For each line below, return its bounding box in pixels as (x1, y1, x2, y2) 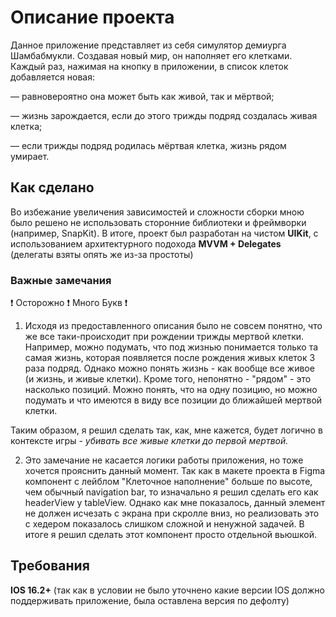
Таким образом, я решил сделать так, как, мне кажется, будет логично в (10, 424, 323, 436)
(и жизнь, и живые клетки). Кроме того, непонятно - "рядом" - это (24, 373, 312, 385)
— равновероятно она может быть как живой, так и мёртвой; (10, 90, 275, 102)
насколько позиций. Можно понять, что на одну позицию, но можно (24, 384, 318, 396)
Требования (10, 557, 90, 575)
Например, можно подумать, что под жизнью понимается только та (24, 341, 319, 353)
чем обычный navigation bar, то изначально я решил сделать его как (24, 486, 319, 498)
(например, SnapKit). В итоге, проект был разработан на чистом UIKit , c (10, 227, 319, 239)
